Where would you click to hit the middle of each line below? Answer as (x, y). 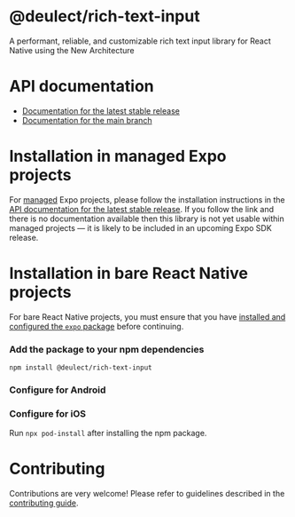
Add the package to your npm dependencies (107, 349)
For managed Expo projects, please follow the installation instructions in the (147, 199)
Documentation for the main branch (87, 120)
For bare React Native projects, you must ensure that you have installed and (147, 316)
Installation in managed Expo (118, 156)
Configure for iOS (48, 413)
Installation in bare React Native (129, 274)
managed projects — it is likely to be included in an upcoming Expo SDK (140, 227)
